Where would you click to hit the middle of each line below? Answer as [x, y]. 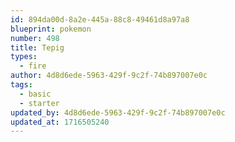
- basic [35, 94]
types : [24, 57]
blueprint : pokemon [51, 29]
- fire [33, 66]
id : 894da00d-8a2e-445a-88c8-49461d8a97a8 [100, 19]
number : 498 [35, 38]
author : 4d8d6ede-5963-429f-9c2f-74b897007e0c [109, 76]
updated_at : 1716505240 [60, 122]
